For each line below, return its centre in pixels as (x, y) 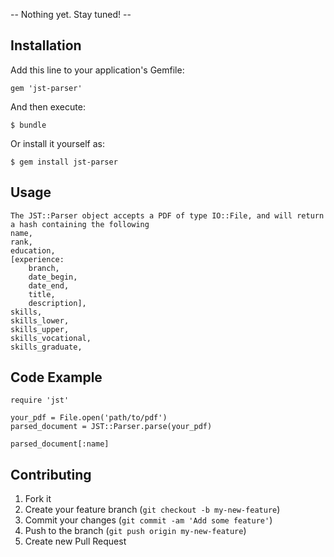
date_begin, (53, 277)
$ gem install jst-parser (64, 162)
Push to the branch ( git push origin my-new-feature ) (135, 531)
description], (57, 303)
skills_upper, (40, 329)
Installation (46, 45)
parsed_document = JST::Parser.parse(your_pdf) (111, 427)
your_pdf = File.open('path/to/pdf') (89, 418)
